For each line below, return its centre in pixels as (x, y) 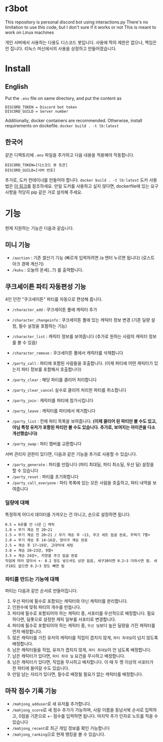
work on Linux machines (30, 32)
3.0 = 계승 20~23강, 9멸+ (29, 550)
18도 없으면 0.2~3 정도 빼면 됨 (36, 566)
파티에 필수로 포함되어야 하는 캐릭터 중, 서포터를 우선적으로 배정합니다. (79, 613)
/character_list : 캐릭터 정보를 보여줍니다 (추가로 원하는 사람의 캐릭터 (80, 337)
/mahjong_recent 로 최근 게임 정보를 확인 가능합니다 (61, 728)
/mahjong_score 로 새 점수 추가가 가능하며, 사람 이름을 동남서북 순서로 (78, 710)
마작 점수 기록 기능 (31, 691)
